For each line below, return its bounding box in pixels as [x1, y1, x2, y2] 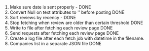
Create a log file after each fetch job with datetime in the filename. [9, 35, 145, 41]
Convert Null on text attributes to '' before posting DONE [9, 9, 125, 15]
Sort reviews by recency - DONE [9, 15, 76, 20]
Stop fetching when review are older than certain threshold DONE [9, 20, 143, 25]
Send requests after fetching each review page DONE [9, 30, 119, 36]
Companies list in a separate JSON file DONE [9, 41, 102, 46]
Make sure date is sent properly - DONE [9, 4, 91, 10]
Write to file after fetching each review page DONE [9, 25, 113, 31]
